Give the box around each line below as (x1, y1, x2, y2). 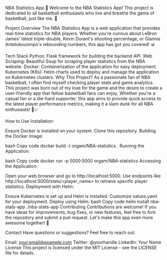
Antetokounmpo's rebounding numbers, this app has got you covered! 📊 (5, 42, 155, 47)
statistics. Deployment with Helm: (5, 183, 74, 189)
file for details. (5, 250, 35, 255)
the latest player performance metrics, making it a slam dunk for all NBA (5, 101, 153, 107)
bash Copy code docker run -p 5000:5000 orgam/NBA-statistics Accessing (5, 158, 161, 164)
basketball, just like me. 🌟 (5, 16, 57, 21)
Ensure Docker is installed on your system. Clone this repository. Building (5, 128, 156, 134)
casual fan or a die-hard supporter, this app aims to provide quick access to (5, 96, 161, 101)
